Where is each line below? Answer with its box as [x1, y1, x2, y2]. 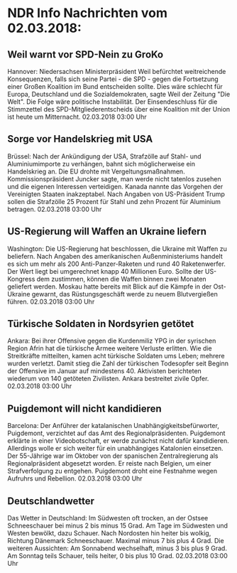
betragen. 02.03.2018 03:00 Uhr [7, 205, 102, 213]
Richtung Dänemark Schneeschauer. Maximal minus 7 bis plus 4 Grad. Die [7, 537, 225, 545]
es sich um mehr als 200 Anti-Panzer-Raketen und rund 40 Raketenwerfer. [7, 259, 226, 268]
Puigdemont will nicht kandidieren [7, 402, 162, 414]
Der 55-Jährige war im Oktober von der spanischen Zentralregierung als [7, 451, 219, 460]
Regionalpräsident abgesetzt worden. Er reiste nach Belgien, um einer [7, 459, 211, 468]
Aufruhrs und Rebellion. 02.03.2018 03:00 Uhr [7, 474, 143, 483]
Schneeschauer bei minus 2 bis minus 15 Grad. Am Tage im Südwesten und [7, 521, 228, 530]
